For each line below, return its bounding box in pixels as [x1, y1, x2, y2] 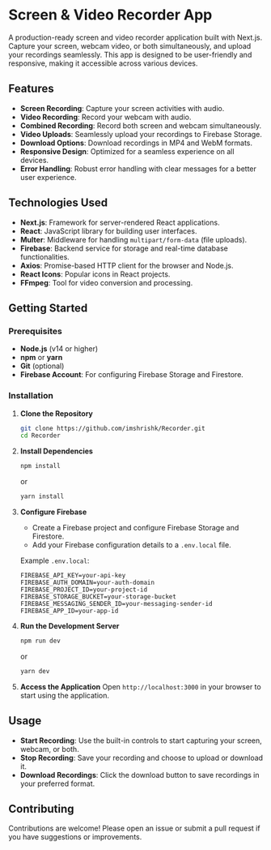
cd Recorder [19, 431, 61, 440]
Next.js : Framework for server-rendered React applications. [19, 217, 220, 227]
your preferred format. [19, 779, 95, 788]
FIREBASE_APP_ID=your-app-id [19, 607, 119, 616]
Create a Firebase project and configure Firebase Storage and [32, 523, 239, 533]
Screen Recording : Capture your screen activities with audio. [19, 103, 225, 113]
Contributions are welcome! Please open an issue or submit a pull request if [8, 823, 260, 833]
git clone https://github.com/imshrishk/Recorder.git [19, 424, 205, 432]
